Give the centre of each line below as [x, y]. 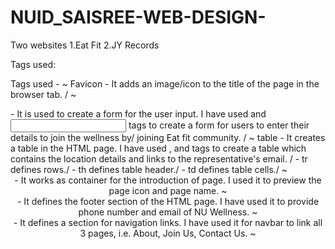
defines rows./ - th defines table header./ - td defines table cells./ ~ [149, 169]
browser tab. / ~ [43, 94]
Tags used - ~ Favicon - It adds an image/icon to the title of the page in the [165, 83]
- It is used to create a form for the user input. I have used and [138, 113]
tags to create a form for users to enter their [219, 125]
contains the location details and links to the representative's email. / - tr [159, 158]
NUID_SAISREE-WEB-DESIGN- [138, 17]
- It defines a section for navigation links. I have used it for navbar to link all [168, 222]
